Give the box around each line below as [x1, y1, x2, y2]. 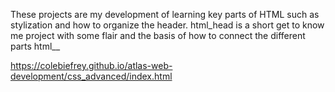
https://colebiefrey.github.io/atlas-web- [10, 60, 173, 71]
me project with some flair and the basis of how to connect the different [10, 30, 306, 41]
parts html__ [10, 40, 61, 52]
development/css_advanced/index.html [10, 70, 173, 82]
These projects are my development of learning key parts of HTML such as [10, 9, 320, 20]
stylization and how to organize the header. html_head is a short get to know [10, 19, 325, 31]
